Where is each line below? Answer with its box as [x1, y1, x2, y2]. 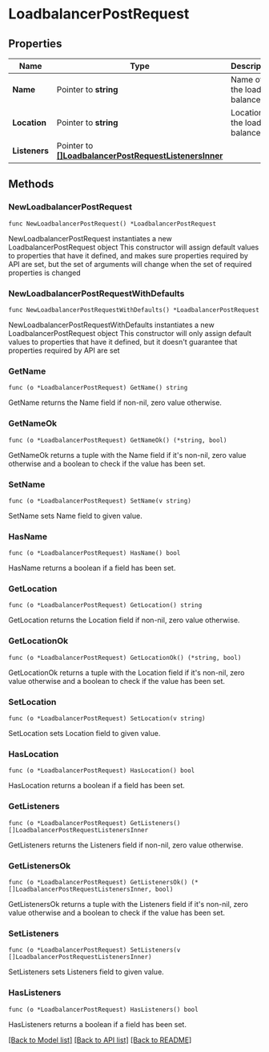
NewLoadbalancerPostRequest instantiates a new [8, 233, 172, 243]
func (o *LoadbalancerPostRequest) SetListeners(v [8, 946, 181, 954]
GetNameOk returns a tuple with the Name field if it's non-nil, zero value [8, 450, 247, 459]
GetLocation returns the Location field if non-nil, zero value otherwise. [8, 615, 240, 625]
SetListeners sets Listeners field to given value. [8, 967, 164, 977]
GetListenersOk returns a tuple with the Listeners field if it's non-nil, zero [8, 899, 248, 908]
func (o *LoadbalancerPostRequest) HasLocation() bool [8, 767, 195, 775]
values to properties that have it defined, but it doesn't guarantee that [8, 337, 238, 346]
